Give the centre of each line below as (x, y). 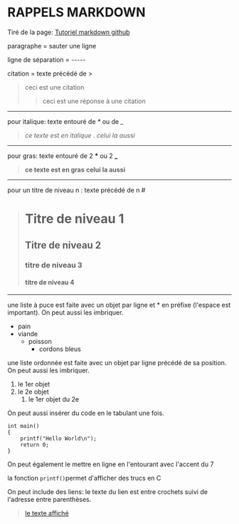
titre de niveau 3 (54, 266)
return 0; (35, 445)
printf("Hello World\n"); (59, 439)
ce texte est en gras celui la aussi (75, 169)
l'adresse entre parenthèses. (49, 499)
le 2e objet (33, 392)
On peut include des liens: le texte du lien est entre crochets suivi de (108, 491)
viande (27, 334)
